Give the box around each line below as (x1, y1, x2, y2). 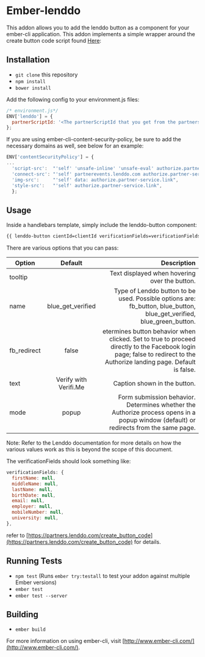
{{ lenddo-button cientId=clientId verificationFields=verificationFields (6, 233, 201, 239)
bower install (15, 85, 51, 91)
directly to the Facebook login (110, 343, 196, 351)
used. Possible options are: (118, 294, 196, 303)
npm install (15, 78, 46, 84)
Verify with (56, 376, 87, 384)
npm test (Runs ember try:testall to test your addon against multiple (15, 572, 190, 579)
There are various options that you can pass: (6, 244, 119, 251)
